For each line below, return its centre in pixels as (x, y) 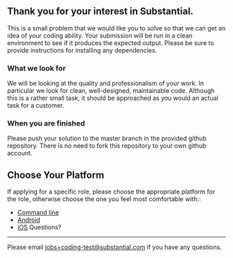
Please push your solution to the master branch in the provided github (107, 139)
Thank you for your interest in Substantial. (101, 11)
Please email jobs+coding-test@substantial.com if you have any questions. (114, 247)
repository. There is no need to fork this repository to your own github (107, 146)
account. (20, 153)
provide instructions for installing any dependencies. (82, 50)
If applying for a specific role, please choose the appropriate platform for (111, 192)
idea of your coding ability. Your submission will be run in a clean (100, 35)
